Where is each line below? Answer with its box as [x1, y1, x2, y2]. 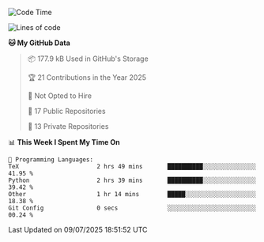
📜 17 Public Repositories [27, 107, 106, 115]
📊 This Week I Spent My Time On [8, 138, 120, 146]
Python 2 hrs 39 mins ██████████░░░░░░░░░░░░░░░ [8, 176, 257, 184]
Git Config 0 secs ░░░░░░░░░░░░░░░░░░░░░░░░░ [8, 204, 257, 212]
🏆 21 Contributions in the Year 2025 [27, 73, 147, 82]
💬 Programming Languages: [8, 156, 93, 164]
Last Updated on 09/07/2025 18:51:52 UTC [8, 225, 148, 234]
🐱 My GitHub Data [8, 38, 71, 47]
